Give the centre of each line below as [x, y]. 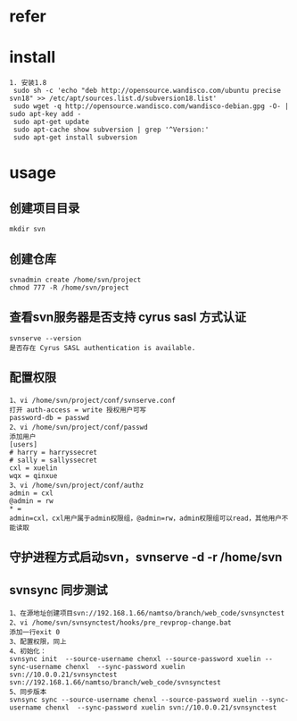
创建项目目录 [45, 208]
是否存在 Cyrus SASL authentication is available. [103, 348]
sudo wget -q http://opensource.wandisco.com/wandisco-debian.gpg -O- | [151, 106]
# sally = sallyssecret [54, 460]
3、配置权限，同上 [38, 641]
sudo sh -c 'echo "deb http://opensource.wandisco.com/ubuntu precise [147, 91]
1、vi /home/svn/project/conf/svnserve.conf [93, 400]
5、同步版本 [28, 692]
